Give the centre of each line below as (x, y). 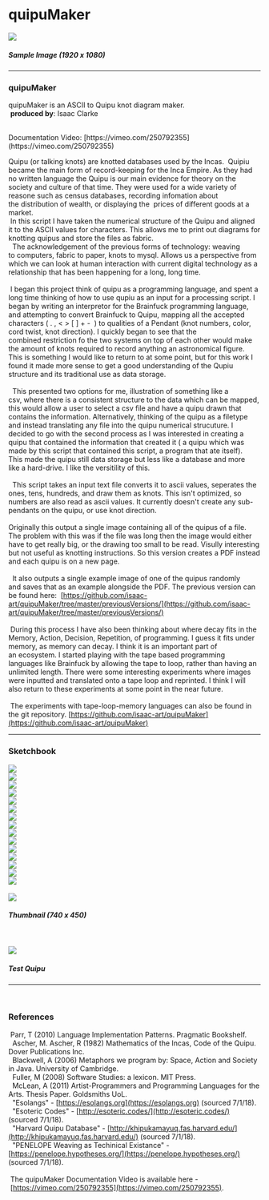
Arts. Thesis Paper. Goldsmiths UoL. (68, 1094)
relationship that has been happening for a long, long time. (105, 272)
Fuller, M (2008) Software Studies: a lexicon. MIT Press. (104, 1077)
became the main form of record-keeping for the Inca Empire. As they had (130, 171)
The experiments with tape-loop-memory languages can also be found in (131, 706)
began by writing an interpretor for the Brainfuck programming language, (128, 307)
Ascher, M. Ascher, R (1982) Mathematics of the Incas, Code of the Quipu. (134, 1043)
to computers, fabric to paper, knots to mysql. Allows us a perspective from (132, 255)
